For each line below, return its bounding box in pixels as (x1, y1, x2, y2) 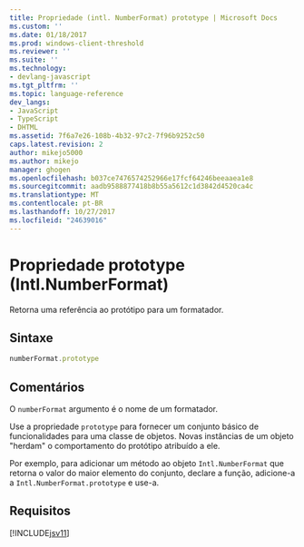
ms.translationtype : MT (9, 190, 100, 200)
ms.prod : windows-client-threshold (9, 38, 144, 48)
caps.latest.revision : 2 (9, 140, 103, 149)
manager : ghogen (9, 165, 71, 174)
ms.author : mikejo (9, 156, 79, 166)
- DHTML (9, 123, 39, 132)
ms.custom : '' (9, 22, 64, 31)
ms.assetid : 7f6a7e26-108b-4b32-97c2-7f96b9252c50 (9, 132, 205, 141)
